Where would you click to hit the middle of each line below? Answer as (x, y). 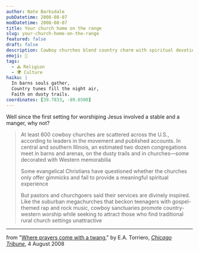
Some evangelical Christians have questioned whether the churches (104, 171)
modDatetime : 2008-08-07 (37, 23)
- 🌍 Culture (27, 72)
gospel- (182, 201)
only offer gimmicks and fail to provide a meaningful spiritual (94, 177)
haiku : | (17, 78)
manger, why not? (28, 123)
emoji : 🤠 (17, 56)
